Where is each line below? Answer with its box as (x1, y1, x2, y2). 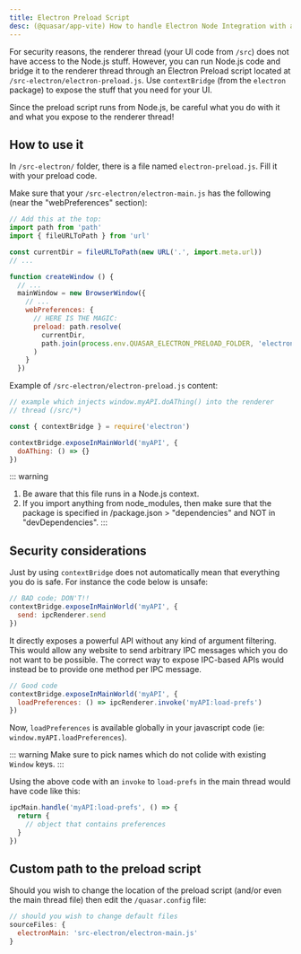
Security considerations (9, 543, 147, 558)
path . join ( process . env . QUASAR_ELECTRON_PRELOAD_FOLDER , (41, 338, 254, 348)
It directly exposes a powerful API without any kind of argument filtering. (9, 635, 277, 646)
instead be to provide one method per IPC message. (9, 663, 202, 674)
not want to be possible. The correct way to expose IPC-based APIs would (9, 654, 285, 665)
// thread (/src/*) (9, 406, 82, 416)
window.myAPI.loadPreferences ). (9, 732, 127, 743)
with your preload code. (9, 171, 98, 181)
